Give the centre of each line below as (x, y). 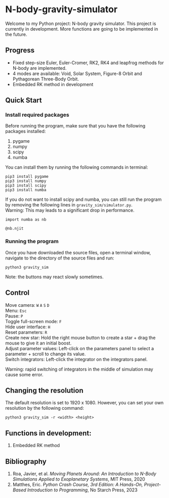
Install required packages (37, 115)
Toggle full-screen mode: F (33, 321)
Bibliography (26, 462)
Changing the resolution (44, 390)
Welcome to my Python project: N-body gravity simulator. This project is (81, 23)
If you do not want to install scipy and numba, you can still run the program (83, 199)
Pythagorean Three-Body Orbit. (46, 79)
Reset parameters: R (26, 332)
